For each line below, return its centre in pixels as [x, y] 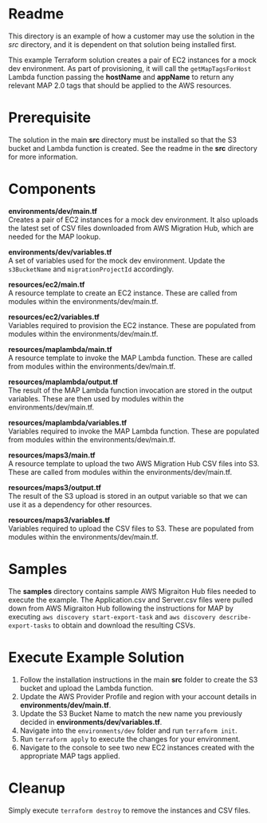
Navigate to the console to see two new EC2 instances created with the [137, 747]
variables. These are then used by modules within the [96, 398]
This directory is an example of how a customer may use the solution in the [132, 36]
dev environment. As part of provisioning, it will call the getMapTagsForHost [130, 68]
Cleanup [37, 788]
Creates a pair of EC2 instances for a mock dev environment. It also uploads [133, 220]
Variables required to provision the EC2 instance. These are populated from [132, 325]
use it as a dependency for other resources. [80, 504]
